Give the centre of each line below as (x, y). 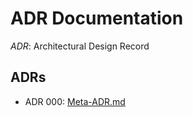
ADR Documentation (97, 18)
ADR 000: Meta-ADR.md (75, 101)
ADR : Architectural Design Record (80, 46)
